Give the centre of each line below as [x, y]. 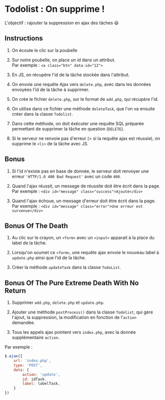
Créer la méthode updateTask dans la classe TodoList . [66, 267]
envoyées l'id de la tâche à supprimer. [50, 89]
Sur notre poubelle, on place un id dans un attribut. [63, 60]
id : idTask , [35, 379]
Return [15, 290]
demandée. [23, 323]
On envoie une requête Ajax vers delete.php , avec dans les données [81, 84]
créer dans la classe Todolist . [42, 114]
